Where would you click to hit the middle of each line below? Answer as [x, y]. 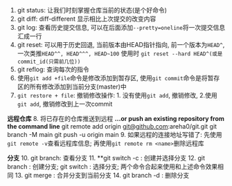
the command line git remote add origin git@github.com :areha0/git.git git [112, 126]
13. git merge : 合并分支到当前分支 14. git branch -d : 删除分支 [102, 175]
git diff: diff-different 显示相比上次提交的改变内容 [87, 19]
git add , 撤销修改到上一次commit [65, 104]
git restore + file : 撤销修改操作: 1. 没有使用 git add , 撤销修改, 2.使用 [117, 95]
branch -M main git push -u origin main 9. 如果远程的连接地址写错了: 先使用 [115, 134]
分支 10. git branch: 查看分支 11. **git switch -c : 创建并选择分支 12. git [106, 158]
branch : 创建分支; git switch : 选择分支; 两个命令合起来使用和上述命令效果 [113, 167]
